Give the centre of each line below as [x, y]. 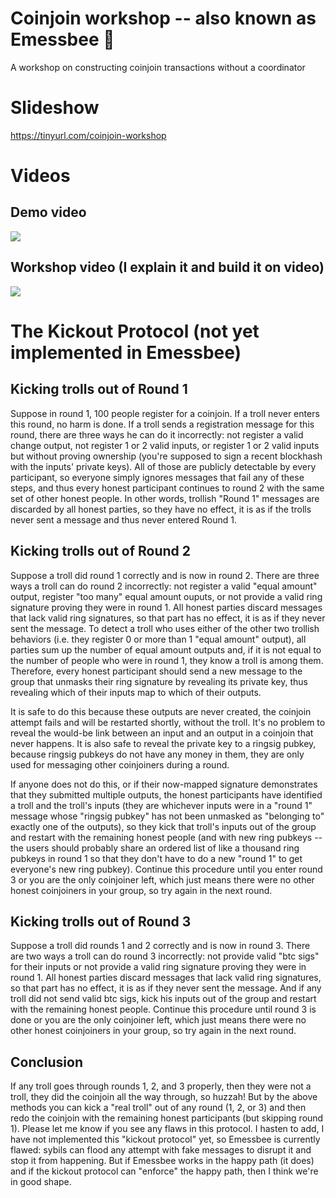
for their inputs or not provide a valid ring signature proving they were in [158, 967]
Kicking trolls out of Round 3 [101, 921]
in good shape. [41, 1182]
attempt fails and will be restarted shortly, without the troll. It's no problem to [168, 722]
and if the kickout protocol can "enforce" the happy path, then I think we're [164, 1171]
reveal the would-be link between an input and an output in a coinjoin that [162, 733]
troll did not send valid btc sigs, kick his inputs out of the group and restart [163, 999]
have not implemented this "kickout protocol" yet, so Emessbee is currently [165, 1139]
